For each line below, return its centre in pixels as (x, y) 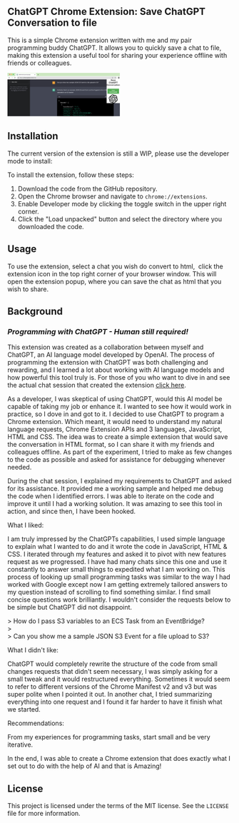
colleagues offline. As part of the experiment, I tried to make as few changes (120, 452)
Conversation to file (52, 23)
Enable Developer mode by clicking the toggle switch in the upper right (122, 203)
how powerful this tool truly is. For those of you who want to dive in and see (119, 378)
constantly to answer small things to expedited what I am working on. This (116, 570)
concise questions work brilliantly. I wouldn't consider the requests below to (119, 600)
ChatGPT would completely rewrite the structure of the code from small (112, 664)
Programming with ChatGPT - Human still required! (98, 331)
